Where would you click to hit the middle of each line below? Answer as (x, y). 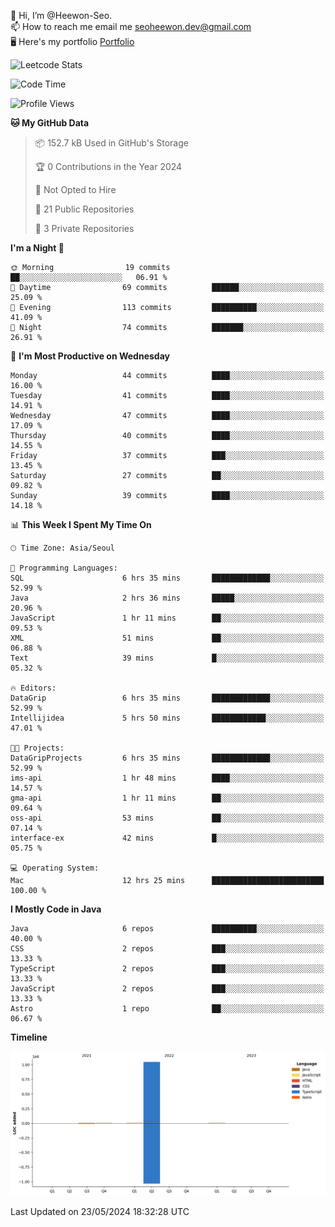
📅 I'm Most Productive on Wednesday (90, 356)
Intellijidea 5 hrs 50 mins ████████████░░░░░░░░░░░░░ (167, 718)
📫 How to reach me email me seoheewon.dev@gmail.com (131, 26)
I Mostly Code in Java (56, 909)
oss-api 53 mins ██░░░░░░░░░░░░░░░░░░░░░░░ (167, 818)
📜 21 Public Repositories (84, 209)
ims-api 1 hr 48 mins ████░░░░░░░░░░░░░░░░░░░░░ (167, 778)
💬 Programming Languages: (64, 568)
